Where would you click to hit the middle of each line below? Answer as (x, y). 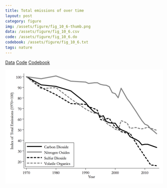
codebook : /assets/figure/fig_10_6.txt (47, 42)
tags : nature (19, 47)
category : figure (23, 21)
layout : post (19, 16)
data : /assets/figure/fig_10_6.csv (42, 32)
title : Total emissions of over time (45, 10)
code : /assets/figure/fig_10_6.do (41, 37)
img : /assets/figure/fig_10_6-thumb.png (48, 26)
